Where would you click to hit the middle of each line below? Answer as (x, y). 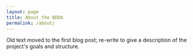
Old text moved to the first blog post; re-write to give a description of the (96, 40)
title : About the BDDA (35, 17)
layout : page (23, 12)
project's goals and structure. (43, 46)
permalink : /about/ (31, 23)
